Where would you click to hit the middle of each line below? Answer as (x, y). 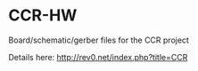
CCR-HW (43, 16)
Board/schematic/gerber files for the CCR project (99, 40)
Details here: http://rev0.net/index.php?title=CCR (98, 57)
